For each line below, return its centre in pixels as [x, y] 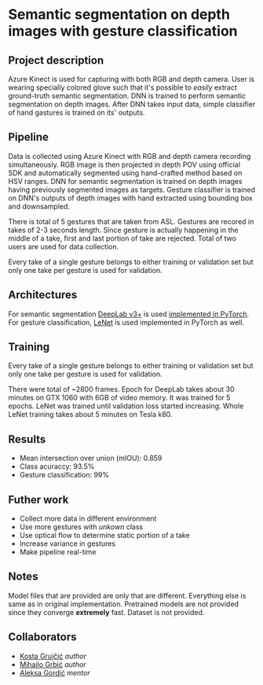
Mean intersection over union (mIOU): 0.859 [91, 459]
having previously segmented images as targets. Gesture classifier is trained [132, 190]
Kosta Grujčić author [53, 656]
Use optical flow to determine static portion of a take [104, 536]
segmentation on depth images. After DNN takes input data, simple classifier [132, 104]
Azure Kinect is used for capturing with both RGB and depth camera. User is [131, 79]
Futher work [38, 500]
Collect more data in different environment [88, 519]
